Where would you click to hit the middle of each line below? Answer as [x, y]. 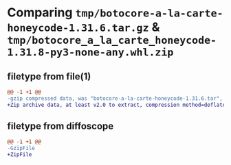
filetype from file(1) [49, 76]
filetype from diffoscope [60, 126]
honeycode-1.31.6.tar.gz [78, 28]
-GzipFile [21, 149]
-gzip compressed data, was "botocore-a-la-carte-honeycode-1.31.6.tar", [115, 98]
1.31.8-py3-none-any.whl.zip [90, 52]
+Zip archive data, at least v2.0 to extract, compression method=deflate [117, 105]
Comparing [40, 13]
